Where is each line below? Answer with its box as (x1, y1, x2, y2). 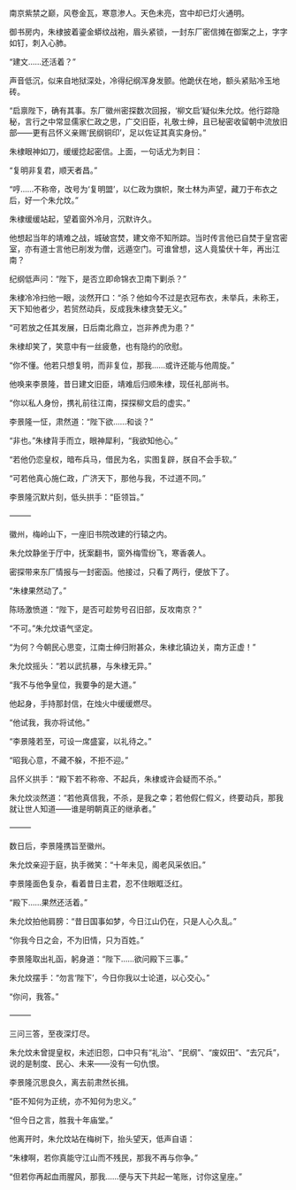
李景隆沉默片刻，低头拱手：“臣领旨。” (9, 492, 144, 502)
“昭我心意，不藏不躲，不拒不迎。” (9, 755, 129, 765)
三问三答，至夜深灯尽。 (9, 1029, 95, 1038)
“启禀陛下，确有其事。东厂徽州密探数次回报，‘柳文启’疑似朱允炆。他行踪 (9, 105, 272, 115)
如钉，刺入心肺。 (9, 38, 72, 48)
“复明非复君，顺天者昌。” (9, 165, 98, 175)
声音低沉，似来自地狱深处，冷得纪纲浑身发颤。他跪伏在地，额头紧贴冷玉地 (9, 75, 280, 86)
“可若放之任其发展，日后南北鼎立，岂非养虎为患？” (9, 323, 194, 332)
